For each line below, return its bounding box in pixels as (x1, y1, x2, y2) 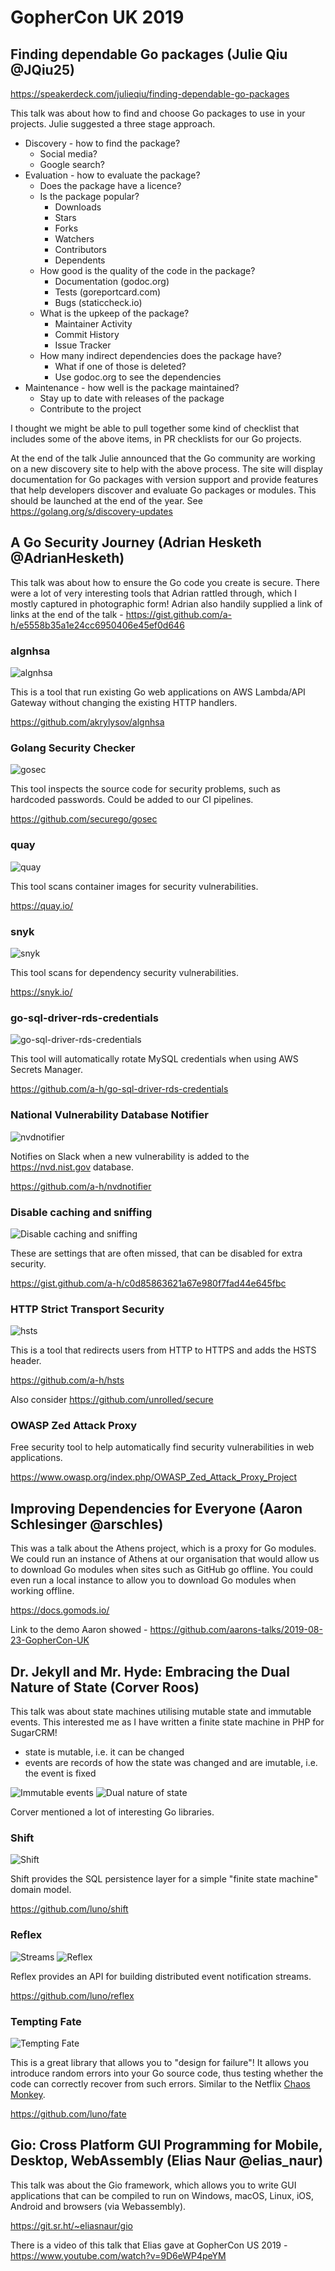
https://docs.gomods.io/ (10, 1604, 110, 1616)
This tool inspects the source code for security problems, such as (10, 783, 281, 795)
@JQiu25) (10, 61, 75, 78)
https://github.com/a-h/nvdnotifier (10, 1180, 152, 1192)
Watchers (54, 233, 95, 245)
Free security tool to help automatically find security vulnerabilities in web (10, 1441, 315, 1453)
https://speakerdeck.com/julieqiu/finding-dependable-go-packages (10, 88, 290, 100)
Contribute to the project (39, 403, 142, 415)
